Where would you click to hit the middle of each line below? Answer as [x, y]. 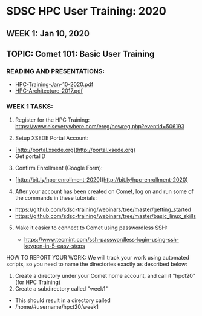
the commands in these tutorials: [56, 197]
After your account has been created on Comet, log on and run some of [104, 191]
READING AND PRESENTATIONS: [55, 71]
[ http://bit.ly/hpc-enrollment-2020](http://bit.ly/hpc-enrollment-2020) [102, 179]
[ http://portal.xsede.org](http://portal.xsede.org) [75, 150]
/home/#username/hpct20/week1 [57, 306]
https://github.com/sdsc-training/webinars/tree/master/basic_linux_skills [106, 216]
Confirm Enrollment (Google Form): [59, 168]
